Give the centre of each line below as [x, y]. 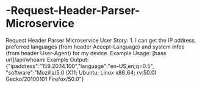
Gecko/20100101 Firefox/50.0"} [45, 79]
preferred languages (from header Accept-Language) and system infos [95, 47]
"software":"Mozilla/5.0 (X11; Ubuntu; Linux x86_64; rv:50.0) [81, 72]
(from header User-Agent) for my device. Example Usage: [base [86, 53]
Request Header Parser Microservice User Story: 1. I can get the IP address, [101, 40]
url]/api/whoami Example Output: [47, 59]
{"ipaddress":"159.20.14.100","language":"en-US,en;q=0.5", [80, 66]
